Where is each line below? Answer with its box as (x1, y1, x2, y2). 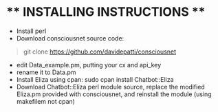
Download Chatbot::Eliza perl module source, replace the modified (16, 82, 206, 91)
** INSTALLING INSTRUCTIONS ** (6, 4, 206, 20)
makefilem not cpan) (16, 97, 75, 105)
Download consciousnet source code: (16, 34, 124, 42)
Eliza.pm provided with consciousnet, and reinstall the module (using (16, 90, 212, 98)
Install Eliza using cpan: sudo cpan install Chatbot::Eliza (16, 75, 174, 83)
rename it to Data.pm (16, 68, 76, 76)
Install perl (16, 27, 47, 35)
